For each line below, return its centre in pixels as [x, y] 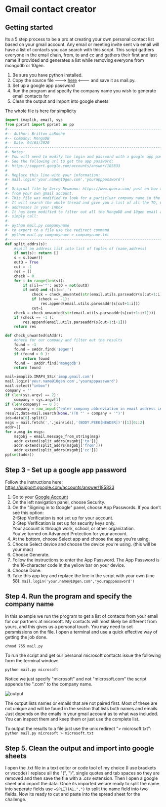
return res [25, 327]
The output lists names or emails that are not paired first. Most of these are [81, 703]
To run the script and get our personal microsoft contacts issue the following [83, 655]
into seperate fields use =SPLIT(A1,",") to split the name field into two [77, 789]
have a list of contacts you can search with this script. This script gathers [80, 50]
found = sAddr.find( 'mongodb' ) [47, 363]
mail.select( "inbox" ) [27, 386]
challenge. [16, 800]
